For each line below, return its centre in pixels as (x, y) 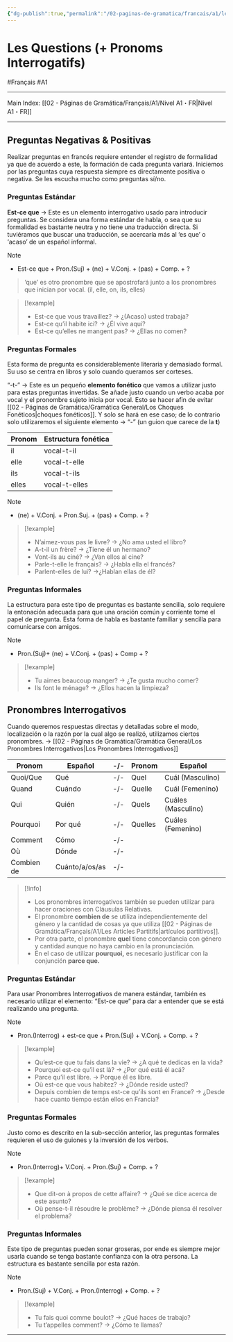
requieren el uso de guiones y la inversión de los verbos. (88, 1140)
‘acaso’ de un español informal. (52, 242)
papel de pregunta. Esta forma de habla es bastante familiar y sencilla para (114, 619)
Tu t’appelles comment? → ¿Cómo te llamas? (98, 1325)
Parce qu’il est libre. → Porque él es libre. (93, 1077)
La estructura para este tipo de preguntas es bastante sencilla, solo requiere (116, 605)
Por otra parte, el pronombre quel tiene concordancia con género (128, 939)
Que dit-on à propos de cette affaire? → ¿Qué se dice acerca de (126, 1193)
